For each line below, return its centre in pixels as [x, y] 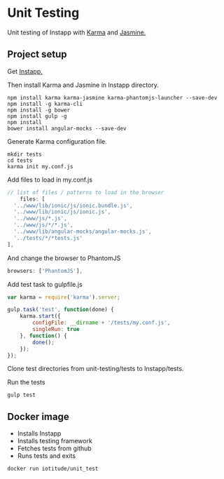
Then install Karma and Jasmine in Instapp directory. [83, 85]
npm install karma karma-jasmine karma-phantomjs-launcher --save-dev [112, 97]
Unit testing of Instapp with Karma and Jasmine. [77, 32]
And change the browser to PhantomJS [64, 258]
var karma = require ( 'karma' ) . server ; [64, 297]
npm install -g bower [39, 110]
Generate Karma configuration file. [57, 141]
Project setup [37, 54]
